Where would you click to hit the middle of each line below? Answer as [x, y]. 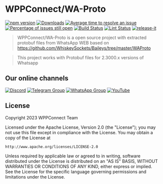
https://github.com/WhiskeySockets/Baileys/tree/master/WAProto [84, 48]
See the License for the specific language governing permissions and [76, 172]
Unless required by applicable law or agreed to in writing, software [73, 156]
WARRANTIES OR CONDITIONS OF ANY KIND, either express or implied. [79, 166]
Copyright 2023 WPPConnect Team [41, 117]
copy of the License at [28, 138]
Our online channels [37, 78]
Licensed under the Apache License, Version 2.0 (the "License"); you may [81, 127]
